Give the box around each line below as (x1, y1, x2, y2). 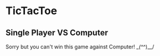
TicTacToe (5, 4, 58, 18)
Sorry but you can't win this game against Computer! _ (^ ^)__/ (5, 43, 155, 50)
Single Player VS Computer (5, 28, 108, 38)
